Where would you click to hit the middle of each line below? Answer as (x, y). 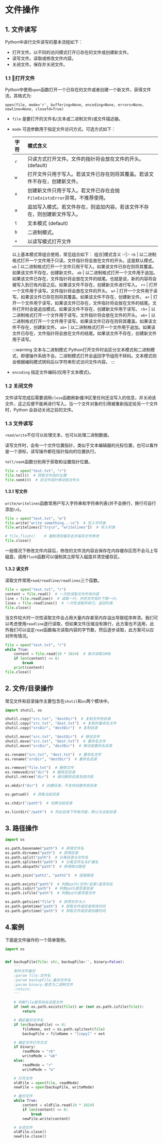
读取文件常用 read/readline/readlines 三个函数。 (53, 580)
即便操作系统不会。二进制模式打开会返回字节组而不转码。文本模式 (87, 356)
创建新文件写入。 (62, 214)
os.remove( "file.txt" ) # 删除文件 (40, 768)
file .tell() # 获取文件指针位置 (36, 475)
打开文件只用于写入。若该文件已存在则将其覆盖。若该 (88, 174)
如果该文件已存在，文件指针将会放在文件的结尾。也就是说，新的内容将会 (84, 279)
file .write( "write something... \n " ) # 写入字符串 (55, 523)
